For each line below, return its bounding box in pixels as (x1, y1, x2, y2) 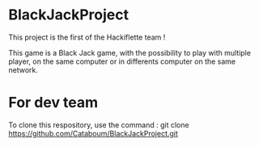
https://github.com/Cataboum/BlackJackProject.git (8, 128, 178, 138)
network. (8, 65, 39, 74)
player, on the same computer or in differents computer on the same (8, 56, 236, 66)
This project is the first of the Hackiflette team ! (8, 32, 166, 42)
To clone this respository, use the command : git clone (8, 119, 189, 130)
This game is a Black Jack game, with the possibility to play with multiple (8, 48, 251, 57)
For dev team (8, 94, 99, 112)
